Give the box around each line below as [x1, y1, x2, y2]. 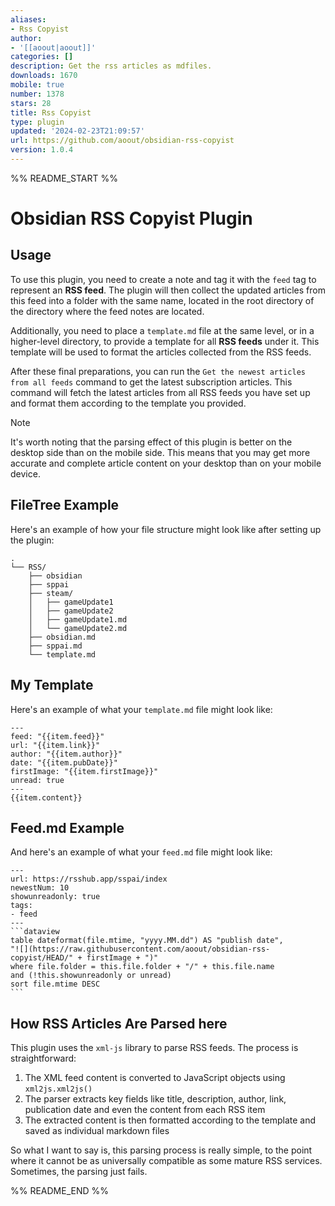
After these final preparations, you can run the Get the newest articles [10, 365, 306, 377]
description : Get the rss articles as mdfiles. [10, 61, 213, 71]
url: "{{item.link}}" [10, 740, 101, 750]
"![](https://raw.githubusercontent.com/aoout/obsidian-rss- [10, 944, 271, 955]
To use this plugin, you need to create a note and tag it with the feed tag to [10, 273, 317, 285]
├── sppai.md [28, 641, 83, 651]
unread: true [10, 775, 65, 785]
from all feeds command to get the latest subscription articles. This [10, 376, 293, 388]
